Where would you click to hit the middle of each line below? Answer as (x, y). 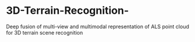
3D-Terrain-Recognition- (68, 11)
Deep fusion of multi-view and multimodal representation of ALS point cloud (98, 26)
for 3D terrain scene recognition (45, 32)
